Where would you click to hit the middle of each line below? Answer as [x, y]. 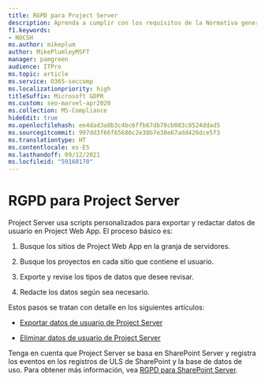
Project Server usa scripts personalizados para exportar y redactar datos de [132, 223]
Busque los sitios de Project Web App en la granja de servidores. [125, 247]
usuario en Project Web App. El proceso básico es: [91, 231]
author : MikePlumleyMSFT [49, 52]
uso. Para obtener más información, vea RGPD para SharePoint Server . [123, 370]
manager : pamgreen [38, 60]
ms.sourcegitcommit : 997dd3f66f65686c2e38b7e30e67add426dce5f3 [114, 132]
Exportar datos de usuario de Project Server [91, 323]
